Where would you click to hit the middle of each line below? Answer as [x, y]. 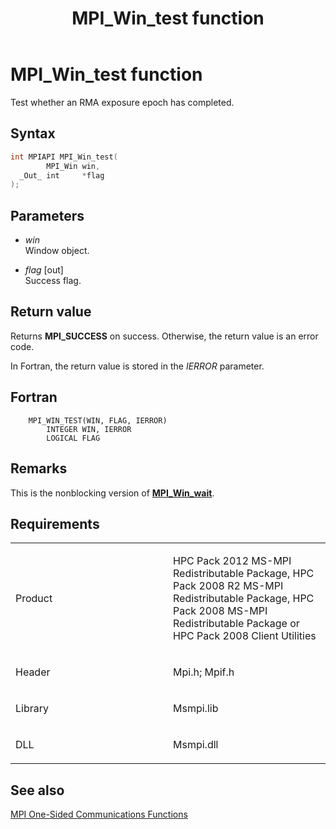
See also [37, 790]
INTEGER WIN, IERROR [89, 429]
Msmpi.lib [196, 709]
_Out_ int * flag [62, 175]
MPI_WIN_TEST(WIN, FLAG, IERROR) [98, 420]
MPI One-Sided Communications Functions [99, 814]
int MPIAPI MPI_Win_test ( [64, 157]
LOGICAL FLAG [73, 438]
